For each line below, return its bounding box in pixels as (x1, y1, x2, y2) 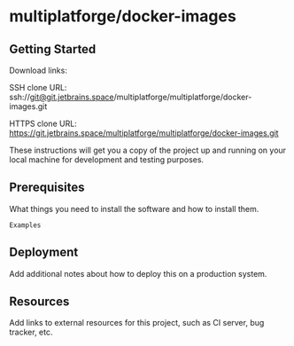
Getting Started (9, 42, 97, 57)
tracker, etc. (9, 326, 53, 338)
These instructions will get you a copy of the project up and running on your (9, 145, 286, 155)
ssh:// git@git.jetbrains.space (9, 91, 114, 102)
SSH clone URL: (9, 83, 67, 92)
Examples (9, 220, 42, 230)
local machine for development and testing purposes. (9, 154, 205, 165)
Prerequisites (9, 180, 85, 195)
